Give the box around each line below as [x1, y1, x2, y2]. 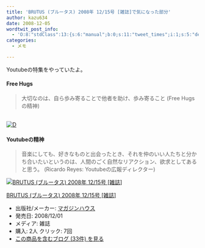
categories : [6, 37, 37, 43]
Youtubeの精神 [6, 136, 45, 143]
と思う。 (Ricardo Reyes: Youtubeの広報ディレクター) [21, 166, 156, 173]
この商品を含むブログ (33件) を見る [15, 235, 104, 243]
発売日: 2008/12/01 [15, 212, 63, 220]
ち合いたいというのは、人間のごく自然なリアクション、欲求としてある [21, 158, 197, 166]
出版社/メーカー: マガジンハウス [15, 205, 96, 212]
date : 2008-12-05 [6, 20, 51, 26]
